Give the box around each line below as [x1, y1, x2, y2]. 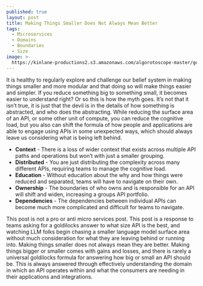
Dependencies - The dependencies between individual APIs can [14, 197, 176, 204]
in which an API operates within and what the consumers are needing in [6, 267, 185, 274]
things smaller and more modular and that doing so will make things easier [6, 82, 192, 89]
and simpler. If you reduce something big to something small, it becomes [6, 89, 187, 96]
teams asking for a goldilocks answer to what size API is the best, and [6, 221, 180, 229]
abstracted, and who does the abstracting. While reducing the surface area [6, 108, 193, 115]
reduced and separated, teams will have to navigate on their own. [14, 178, 178, 185]
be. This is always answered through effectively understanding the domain [6, 260, 192, 267]
